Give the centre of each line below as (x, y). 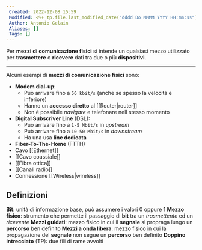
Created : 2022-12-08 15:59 (43, 12)
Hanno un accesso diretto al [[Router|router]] (81, 106)
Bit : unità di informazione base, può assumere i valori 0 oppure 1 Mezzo (95, 209)
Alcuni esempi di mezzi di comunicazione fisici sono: (73, 75)
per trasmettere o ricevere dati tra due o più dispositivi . (76, 58)
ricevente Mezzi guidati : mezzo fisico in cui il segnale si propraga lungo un (100, 222)
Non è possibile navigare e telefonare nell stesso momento (97, 112)
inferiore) (35, 99)
